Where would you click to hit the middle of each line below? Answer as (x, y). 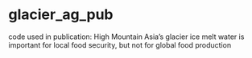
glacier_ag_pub (61, 15)
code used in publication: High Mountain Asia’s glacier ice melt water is (126, 37)
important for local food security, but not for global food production (120, 44)
